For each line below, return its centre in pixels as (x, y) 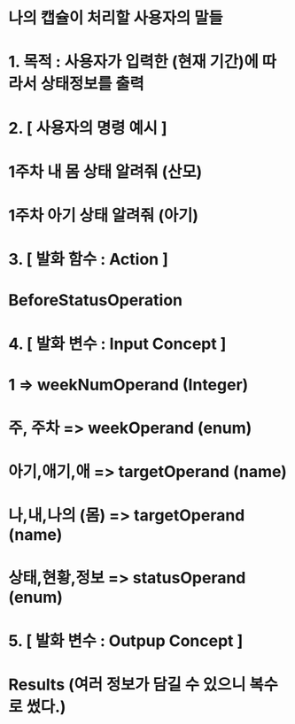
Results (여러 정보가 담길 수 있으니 (127, 685)
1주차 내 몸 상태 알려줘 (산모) (105, 171)
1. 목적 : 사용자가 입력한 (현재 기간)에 (133, 62)
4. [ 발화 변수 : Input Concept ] (117, 344)
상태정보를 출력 (93, 84)
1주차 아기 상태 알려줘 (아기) (104, 216)
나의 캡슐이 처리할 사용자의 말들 (116, 18)
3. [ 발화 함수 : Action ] (89, 260)
